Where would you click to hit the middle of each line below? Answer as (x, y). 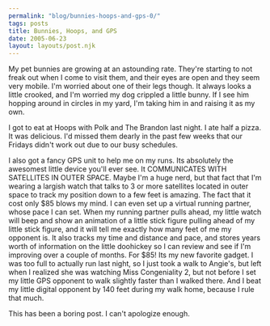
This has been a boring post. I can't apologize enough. (99, 314)
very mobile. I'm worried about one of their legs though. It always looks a (130, 87)
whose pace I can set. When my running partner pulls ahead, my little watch (135, 212)
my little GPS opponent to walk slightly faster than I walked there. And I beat (135, 281)
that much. (26, 298)
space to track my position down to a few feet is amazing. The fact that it (130, 195)
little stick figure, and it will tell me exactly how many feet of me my (120, 229)
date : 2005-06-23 (38, 38)
